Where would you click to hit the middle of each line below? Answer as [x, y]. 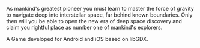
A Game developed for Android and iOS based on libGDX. [77, 39]
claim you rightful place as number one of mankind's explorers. [84, 27]
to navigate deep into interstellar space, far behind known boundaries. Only [99, 15]
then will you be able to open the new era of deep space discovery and [94, 21]
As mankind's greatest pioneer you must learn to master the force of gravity [100, 9]
